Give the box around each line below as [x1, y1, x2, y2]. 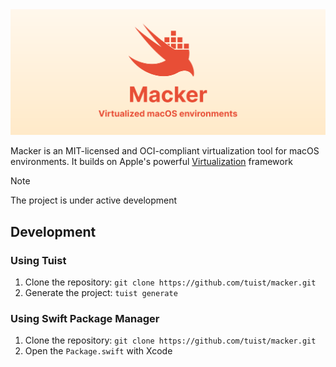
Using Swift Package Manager [10, 311, 160, 325]
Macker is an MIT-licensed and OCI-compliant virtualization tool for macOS [10, 145, 320, 157]
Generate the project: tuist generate [24, 286, 178, 298]
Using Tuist [10, 253, 67, 267]
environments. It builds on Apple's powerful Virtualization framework [10, 156, 293, 168]
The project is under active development [10, 194, 178, 207]
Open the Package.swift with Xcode [24, 345, 173, 357]
